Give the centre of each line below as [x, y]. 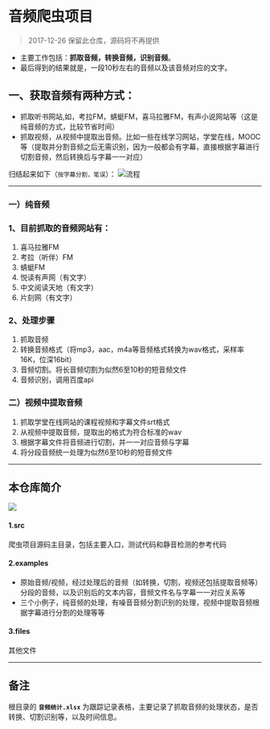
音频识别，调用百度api [57, 380]
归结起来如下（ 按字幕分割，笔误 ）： [62, 173]
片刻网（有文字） [48, 297]
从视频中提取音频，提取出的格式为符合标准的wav [101, 431]
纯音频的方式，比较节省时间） [69, 127]
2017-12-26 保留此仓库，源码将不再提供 [94, 40]
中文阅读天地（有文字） [59, 287]
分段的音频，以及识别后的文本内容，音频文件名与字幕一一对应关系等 [133, 592]
